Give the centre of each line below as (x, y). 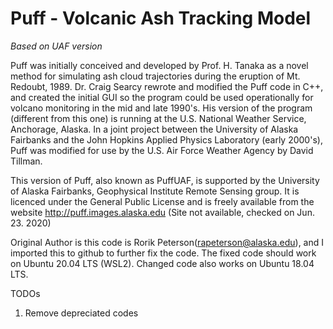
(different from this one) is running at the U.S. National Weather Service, (158, 118)
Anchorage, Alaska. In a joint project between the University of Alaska (154, 129)
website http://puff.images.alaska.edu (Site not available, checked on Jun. (162, 212)
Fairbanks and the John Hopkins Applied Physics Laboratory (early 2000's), (166, 139)
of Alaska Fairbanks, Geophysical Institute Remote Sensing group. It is (155, 191)
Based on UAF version (56, 46)
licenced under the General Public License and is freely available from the (162, 201)
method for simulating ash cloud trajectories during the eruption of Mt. (155, 76)
